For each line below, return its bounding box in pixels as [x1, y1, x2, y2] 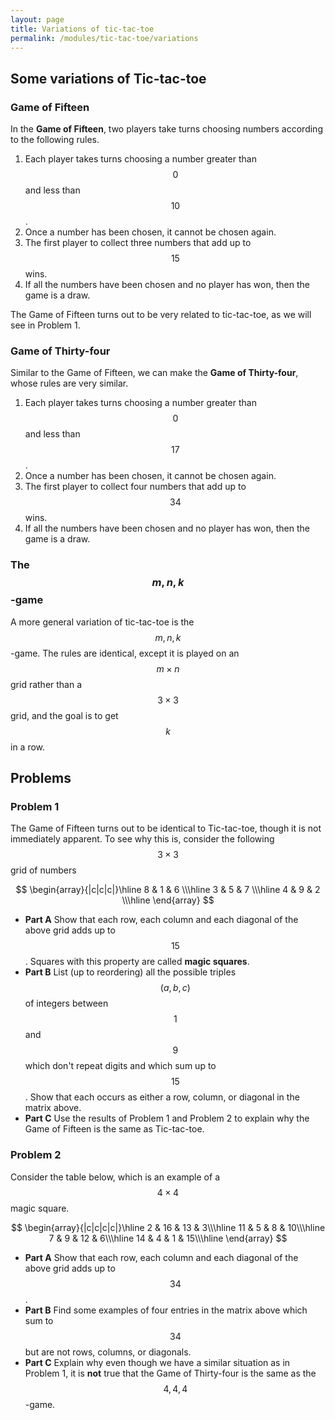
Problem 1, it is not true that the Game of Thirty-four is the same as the [24, 1367, 317, 1379]
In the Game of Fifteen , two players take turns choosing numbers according [10, 123, 323, 135]
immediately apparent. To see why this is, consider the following [10, 833, 275, 845]
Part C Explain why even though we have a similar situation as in [24, 1356, 291, 1368]
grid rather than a [10, 678, 83, 690]
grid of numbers [10, 864, 77, 876]
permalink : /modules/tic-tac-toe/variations [10, 33, 199, 43]
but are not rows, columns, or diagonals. [24, 1346, 192, 1358]
